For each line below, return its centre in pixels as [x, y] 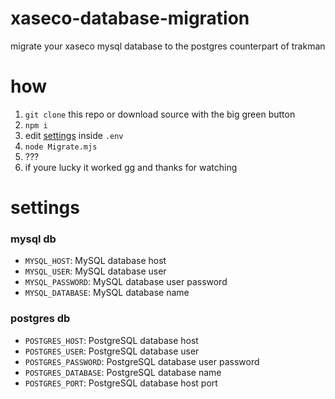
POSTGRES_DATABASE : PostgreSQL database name [123, 372]
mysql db [33, 239]
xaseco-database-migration [130, 18]
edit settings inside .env [74, 135]
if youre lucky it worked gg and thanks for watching [131, 167]
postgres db [40, 319]
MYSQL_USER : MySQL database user [95, 271]
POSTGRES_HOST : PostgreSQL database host [111, 340]
